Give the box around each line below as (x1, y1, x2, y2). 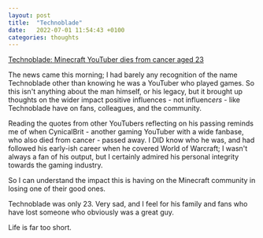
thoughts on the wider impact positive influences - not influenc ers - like (8, 95, 240, 104)
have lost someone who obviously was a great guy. (8, 207, 175, 217)
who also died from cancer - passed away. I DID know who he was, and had (8, 135, 255, 145)
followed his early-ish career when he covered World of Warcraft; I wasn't (8, 144, 248, 153)
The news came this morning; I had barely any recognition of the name (8, 70, 238, 79)
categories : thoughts (8, 33, 80, 42)
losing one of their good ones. (8, 184, 106, 193)
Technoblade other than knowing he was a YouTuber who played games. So (8, 79, 254, 88)
